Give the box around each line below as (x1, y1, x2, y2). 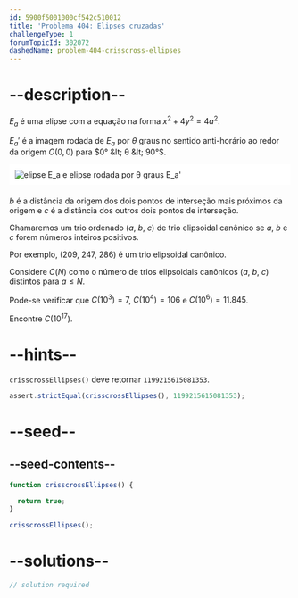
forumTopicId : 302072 (9, 37, 90, 47)
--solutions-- (9, 551, 110, 571)
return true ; (17, 496, 66, 505)
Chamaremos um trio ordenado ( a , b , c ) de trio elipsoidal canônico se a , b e (9, 222, 288, 233)
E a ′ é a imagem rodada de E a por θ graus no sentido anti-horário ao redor (9, 135, 279, 148)
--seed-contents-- (9, 457, 116, 472)
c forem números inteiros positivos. (9, 231, 139, 242)
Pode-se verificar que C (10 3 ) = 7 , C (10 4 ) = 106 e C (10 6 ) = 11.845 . (9, 293, 249, 305)
